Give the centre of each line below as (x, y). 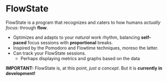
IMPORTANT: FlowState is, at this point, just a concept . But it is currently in (84, 68)
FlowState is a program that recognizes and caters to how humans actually (83, 22)
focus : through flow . (27, 27)
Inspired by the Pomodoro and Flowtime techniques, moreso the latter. (86, 48)
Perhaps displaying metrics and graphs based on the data (80, 58)
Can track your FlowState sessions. (49, 53)
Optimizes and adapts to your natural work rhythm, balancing (76, 37)
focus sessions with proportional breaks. (70, 42)
